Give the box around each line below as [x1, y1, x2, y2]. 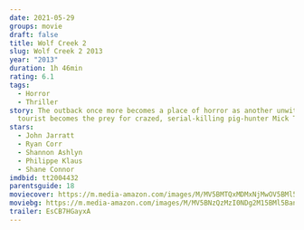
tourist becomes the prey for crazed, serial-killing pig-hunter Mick [17, 114, 290, 123]
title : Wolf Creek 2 [9, 38, 88, 48]
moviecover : [9, 190, 54, 199]
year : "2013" [9, 55, 59, 64]
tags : [9, 81, 30, 90]
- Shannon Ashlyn [17, 148, 83, 157]
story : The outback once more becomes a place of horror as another [9, 106, 273, 115]
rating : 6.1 [9, 72, 54, 81]
